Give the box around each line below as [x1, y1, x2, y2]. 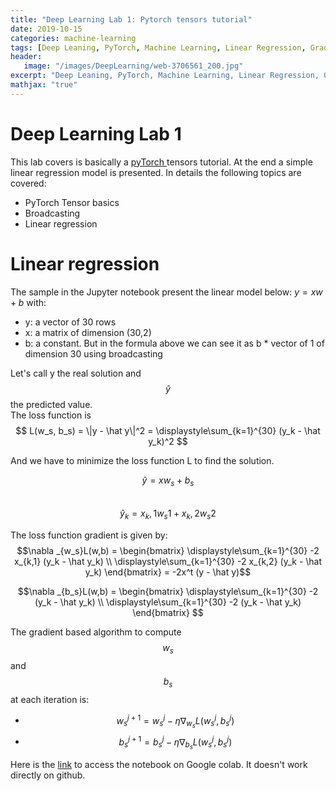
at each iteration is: [10, 693, 90, 705]
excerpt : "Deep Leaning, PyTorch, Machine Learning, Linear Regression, [10, 71, 320, 81]
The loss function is [10, 409, 92, 421]
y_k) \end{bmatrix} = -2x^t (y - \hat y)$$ [84, 566, 252, 578]
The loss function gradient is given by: [10, 529, 168, 541]
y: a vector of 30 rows [24, 316, 117, 328]
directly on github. [10, 769, 86, 781]
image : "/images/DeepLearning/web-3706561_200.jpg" [23, 61, 244, 71]
